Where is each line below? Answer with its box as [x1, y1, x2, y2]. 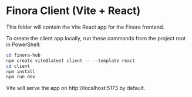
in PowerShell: [6, 41, 41, 48]
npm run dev [6, 74, 35, 80]
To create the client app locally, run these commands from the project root [6, 34, 186, 41]
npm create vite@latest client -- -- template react [6, 57, 135, 64]
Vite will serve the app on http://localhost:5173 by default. [6, 85, 146, 92]
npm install [6, 68, 35, 74]
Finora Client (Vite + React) [6, 4, 141, 18]
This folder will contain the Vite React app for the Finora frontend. [6, 23, 164, 30]
